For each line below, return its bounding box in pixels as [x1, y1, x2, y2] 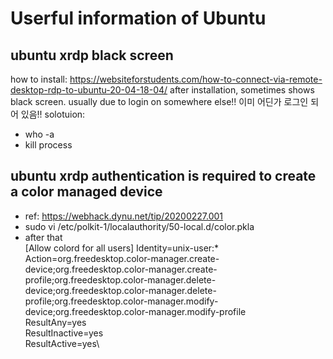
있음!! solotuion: [20, 108, 86, 120]
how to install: [10, 73, 68, 85]
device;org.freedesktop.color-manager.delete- [24, 284, 217, 296]
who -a [24, 128, 55, 140]
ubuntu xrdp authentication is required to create [10, 168, 317, 185]
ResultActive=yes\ [24, 337, 100, 349]
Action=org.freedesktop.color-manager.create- [24, 252, 220, 264]
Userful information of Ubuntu [10, 7, 267, 30]
